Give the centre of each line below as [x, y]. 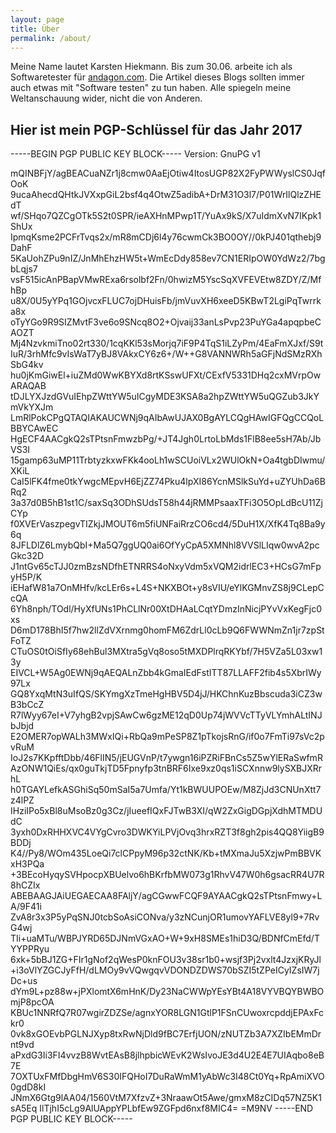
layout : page [37, 19]
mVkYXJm [32, 407]
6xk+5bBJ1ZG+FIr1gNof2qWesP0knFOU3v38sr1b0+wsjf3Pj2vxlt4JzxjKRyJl [166, 960]
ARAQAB [28, 386]
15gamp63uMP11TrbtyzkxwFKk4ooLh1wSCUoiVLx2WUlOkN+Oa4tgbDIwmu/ [168, 460]
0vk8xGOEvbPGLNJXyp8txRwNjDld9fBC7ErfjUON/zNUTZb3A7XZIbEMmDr [166, 1034]
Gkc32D [27, 556]
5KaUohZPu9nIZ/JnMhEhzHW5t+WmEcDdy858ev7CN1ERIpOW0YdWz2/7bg [168, 258]
